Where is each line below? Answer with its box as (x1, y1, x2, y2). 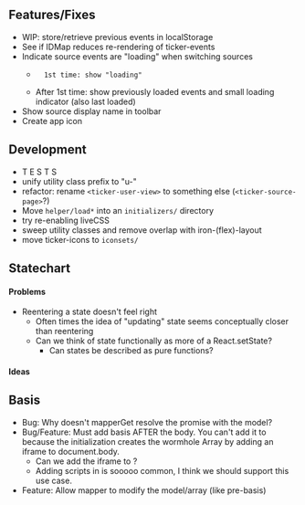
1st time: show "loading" (43, 70, 142, 79)
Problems (8, 286, 47, 297)
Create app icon (21, 115, 83, 126)
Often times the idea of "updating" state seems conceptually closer (35, 316, 289, 327)
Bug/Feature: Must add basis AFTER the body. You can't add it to (21, 426, 267, 437)
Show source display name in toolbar (21, 105, 162, 117)
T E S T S (21, 166, 58, 177)
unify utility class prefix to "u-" (21, 175, 138, 186)
